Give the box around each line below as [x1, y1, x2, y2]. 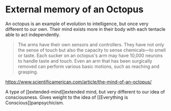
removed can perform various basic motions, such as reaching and [17, 63, 160, 69]
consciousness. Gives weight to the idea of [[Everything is [5, 94, 128, 100]
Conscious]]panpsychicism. [5, 99, 65, 106]
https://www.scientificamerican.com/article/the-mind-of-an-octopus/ [5, 79, 152, 85]
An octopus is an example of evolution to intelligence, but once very [5, 21, 148, 27]
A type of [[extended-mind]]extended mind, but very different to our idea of [5, 88, 165, 95]
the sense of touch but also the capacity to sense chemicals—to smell [17, 47, 166, 53]
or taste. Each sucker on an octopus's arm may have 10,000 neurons [17, 52, 163, 59]
